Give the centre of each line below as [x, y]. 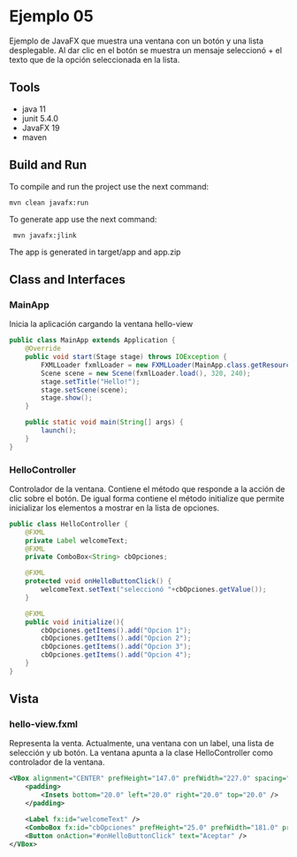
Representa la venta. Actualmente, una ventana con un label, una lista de [141, 744]
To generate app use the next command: [83, 219]
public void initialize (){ [75, 622]
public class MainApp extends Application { [92, 340]
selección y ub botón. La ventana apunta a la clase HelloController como [141, 753]
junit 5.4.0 [40, 118]
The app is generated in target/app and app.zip [95, 252]
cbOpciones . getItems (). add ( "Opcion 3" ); [116, 647]
